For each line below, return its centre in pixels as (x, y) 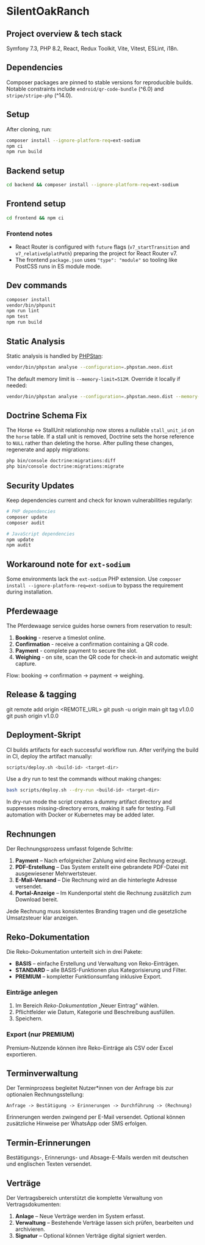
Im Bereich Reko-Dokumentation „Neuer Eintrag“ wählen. (87, 1006)
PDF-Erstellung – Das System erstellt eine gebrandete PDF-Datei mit (102, 867)
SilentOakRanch (48, 11)
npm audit (19, 545)
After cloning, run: (29, 129)
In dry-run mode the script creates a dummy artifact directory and (89, 802)
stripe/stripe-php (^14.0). (40, 95)
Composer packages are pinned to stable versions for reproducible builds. (100, 82)
